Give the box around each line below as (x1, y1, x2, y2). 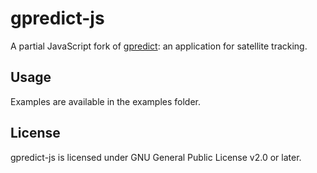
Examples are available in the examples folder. (10, 95, 202, 107)
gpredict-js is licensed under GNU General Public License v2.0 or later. (10, 151, 302, 163)
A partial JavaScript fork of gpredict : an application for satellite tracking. (10, 40, 308, 52)
